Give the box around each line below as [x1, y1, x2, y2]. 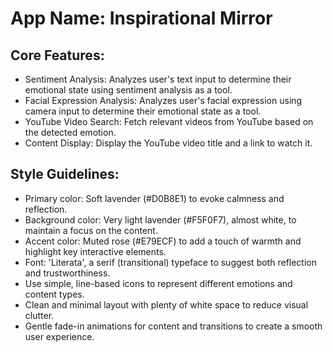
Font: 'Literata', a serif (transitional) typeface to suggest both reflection [24, 256, 317, 268]
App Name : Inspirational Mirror [10, 7, 273, 30]
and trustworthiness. [24, 267, 111, 279]
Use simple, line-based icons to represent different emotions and [24, 277, 293, 289]
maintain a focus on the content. [24, 224, 158, 236]
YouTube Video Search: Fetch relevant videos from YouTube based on [24, 116, 314, 127]
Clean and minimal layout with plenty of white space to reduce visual [24, 298, 309, 311]
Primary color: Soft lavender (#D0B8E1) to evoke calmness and [24, 192, 285, 204]
